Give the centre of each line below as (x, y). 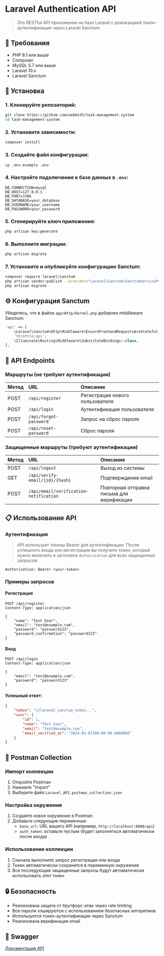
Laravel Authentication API (61, 9)
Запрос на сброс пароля (110, 419)
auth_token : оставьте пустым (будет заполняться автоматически (87, 831)
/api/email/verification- (59, 491)
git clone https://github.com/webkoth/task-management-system (70, 115)
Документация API (25, 948)
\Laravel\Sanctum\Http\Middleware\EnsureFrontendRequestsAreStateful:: (88, 332)
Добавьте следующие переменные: (50, 821)
